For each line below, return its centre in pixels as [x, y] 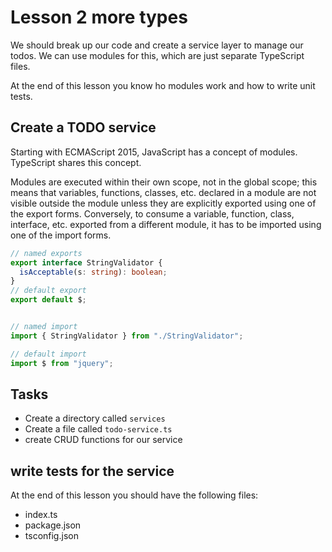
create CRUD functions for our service [103, 440]
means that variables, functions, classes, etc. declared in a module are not [163, 192]
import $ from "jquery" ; [62, 363]
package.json [53, 525]
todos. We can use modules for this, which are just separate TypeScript [157, 55]
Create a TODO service [83, 127]
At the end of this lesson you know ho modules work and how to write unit [163, 85]
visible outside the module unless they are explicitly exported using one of [163, 203]
